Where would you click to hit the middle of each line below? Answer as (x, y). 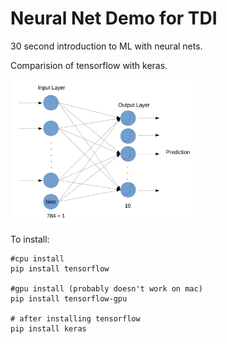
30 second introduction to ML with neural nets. (106, 46)
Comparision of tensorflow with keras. (89, 65)
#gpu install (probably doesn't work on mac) (106, 289)
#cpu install (37, 259)
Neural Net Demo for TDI (114, 18)
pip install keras (48, 329)
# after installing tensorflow (75, 319)
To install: (30, 239)
